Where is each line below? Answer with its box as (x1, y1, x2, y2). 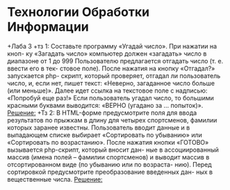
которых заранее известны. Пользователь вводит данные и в (7, 123, 190, 132)
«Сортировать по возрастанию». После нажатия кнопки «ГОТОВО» (7, 138, 209, 146)
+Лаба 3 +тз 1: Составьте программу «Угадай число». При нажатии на (7, 42, 217, 50)
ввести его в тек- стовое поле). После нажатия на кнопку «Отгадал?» (7, 64, 215, 72)
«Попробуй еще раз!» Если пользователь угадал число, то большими (7, 93, 214, 102)
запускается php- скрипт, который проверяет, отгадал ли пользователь (7, 71, 221, 80)
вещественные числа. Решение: (7, 175, 103, 183)
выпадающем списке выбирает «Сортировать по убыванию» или (7, 130, 203, 139)
